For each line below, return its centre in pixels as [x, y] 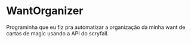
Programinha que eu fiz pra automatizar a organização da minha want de [96, 27]
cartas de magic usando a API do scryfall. [58, 33]
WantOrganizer [45, 11]
